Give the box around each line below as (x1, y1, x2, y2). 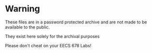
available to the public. (5, 24, 50, 30)
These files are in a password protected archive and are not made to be (5, 19, 147, 25)
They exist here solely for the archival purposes (5, 33, 100, 39)
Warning (5, 3, 40, 14)
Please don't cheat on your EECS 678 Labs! (5, 42, 92, 48)
